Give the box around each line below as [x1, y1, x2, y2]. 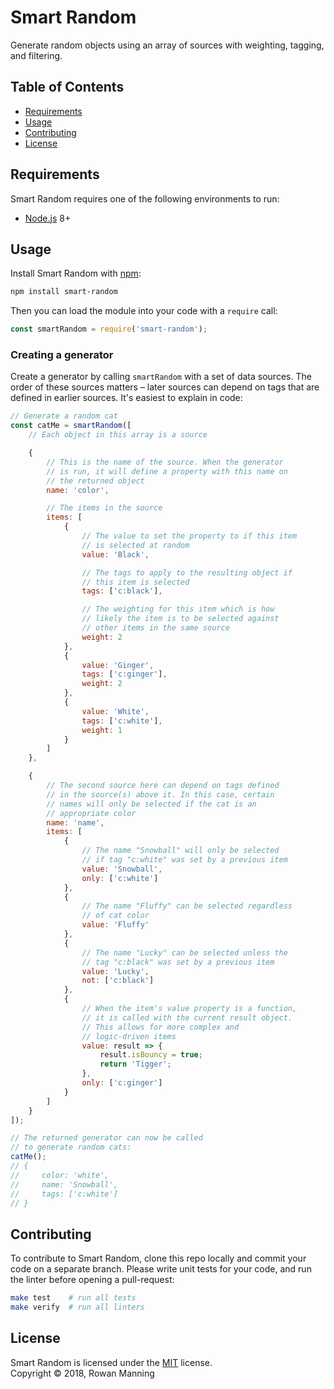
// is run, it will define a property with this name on [46, 466, 288, 476]
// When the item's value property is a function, [81, 1004, 298, 1014]
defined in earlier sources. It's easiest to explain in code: [10, 392, 243, 404]
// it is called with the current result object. [81, 1012, 293, 1023]
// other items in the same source [81, 623, 230, 633]
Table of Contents [10, 79, 125, 96]
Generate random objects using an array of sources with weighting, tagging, [10, 39, 325, 51]
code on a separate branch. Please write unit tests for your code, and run [10, 1263, 312, 1275]
